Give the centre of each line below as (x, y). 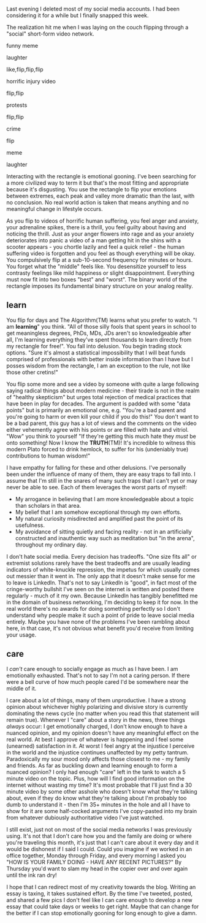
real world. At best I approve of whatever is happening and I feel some (95, 739)
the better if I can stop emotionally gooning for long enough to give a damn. (102, 913)
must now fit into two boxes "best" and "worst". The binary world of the (97, 279)
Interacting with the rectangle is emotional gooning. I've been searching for (101, 176)
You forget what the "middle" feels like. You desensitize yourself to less (97, 266)
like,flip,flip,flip (25, 69)
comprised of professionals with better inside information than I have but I (100, 359)
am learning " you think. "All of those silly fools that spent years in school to (101, 326)
